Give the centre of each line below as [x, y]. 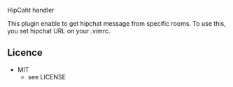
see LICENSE [47, 77]
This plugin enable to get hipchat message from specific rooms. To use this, [116, 23]
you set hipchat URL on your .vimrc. [59, 31]
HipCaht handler [31, 10]
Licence [25, 53]
